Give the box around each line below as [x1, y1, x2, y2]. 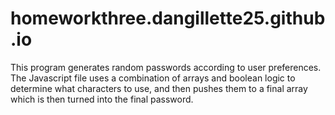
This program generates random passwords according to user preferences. [10, 61, 322, 73]
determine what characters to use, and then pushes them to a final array [10, 82, 308, 94]
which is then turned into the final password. [10, 93, 194, 105]
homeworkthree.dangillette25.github [10, 7, 326, 30]
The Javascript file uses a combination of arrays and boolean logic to [10, 72, 296, 84]
